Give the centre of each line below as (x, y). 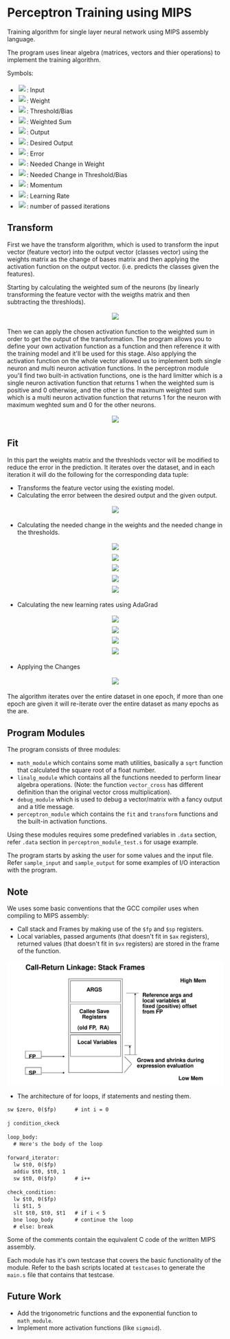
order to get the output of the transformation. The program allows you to (110, 339)
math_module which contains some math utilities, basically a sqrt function (120, 763)
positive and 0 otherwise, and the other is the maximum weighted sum (106, 390)
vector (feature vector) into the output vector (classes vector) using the (108, 252)
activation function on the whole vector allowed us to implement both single (114, 361)
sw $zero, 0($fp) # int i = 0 (58, 1110)
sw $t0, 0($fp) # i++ (52, 1178)
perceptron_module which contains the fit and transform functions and (117, 814)
